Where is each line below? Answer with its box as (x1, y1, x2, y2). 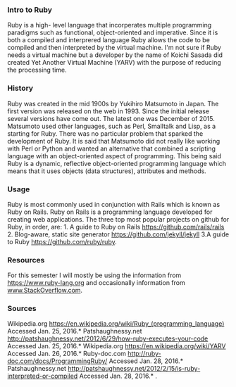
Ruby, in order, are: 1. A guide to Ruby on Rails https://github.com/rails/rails (7, 222, 225, 231)
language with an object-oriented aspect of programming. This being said (7, 151, 222, 160)
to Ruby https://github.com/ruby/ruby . (7, 237, 118, 246)
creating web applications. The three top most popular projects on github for (7, 215, 230, 223)
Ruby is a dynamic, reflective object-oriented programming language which (7, 159, 227, 167)
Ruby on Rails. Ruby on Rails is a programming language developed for (7, 208, 213, 216)
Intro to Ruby (7, 5, 53, 15)
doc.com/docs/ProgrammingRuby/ (7, 357, 108, 365)
